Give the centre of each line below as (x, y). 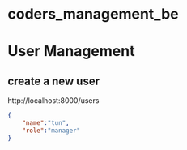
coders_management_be (93, 14)
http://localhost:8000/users (53, 101)
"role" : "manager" (51, 131)
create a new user (54, 81)
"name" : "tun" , (46, 123)
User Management (71, 51)
